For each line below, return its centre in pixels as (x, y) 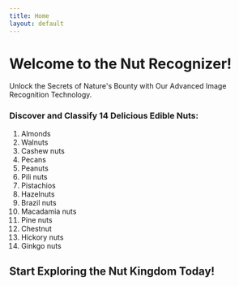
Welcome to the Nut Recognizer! (121, 64)
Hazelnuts (38, 194)
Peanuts (35, 168)
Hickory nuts (42, 237)
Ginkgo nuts (41, 245)
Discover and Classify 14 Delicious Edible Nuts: (104, 116)
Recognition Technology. (51, 95)
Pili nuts (34, 176)
